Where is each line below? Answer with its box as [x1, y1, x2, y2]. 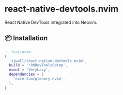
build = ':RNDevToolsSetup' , [9, 63, 68, 68]
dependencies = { [9, 72, 44, 77]
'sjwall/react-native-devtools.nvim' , [9, 58, 88, 63]
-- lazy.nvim [4, 49, 31, 54]
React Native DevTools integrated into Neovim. [4, 19, 98, 25]
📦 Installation [4, 34, 48, 42]
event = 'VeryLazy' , [9, 67, 50, 72]
